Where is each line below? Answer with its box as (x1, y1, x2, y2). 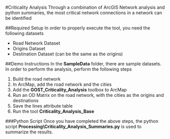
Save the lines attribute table (12, 103, 73, 109)
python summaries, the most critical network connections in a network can (5, 10, 162, 16)
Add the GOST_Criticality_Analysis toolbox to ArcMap (12, 87, 127, 93)
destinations (12, 97, 39, 103)
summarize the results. (5, 129, 53, 135)
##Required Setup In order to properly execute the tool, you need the (5, 25, 150, 31)
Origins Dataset (12, 46, 46, 51)
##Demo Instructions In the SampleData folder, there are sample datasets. (5, 61, 162, 66)
